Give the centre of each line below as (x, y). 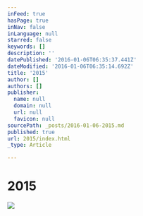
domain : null (33, 106)
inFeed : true (26, 14)
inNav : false (26, 27)
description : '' (31, 54)
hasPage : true (28, 20)
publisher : (23, 92)
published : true (31, 132)
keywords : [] (26, 47)
